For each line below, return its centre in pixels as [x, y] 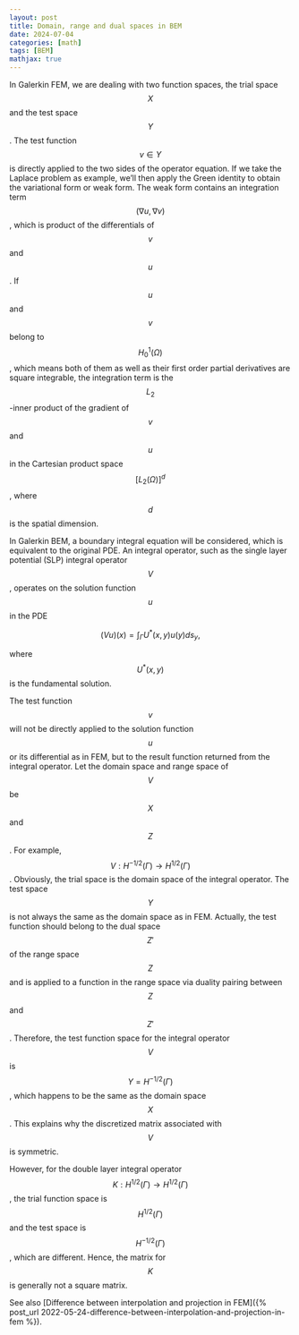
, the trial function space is [58, 1198]
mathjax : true [36, 59]
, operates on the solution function [73, 588]
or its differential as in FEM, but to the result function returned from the [140, 756]
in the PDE [29, 616]
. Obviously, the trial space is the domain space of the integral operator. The [149, 880]
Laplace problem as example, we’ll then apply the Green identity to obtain [145, 178]
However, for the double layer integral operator [96, 1169]
